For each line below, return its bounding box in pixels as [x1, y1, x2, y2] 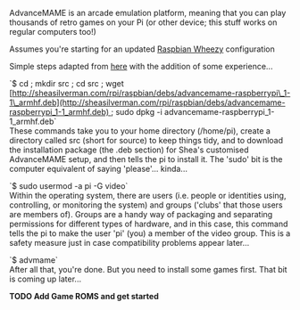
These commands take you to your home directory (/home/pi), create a [9, 126, 271, 136]
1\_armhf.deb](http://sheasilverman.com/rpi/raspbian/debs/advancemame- [9, 97, 286, 108]
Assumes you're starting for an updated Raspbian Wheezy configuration [9, 44, 275, 54]
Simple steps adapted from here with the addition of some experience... [9, 61, 273, 71]
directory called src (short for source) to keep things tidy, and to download [9, 135, 284, 145]
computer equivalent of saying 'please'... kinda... [9, 164, 187, 174]
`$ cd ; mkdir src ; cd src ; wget [9, 78, 125, 88]
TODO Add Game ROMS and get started [9, 291, 159, 301]
